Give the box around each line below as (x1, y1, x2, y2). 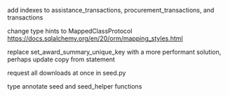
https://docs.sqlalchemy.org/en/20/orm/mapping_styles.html (7, 34, 184, 43)
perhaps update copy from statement (7, 55, 116, 64)
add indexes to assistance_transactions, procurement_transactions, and (7, 6, 215, 14)
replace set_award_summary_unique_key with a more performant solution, (7, 48, 222, 56)
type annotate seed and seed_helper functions (7, 82, 142, 90)
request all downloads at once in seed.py (7, 69, 126, 77)
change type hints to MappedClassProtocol (7, 27, 133, 35)
